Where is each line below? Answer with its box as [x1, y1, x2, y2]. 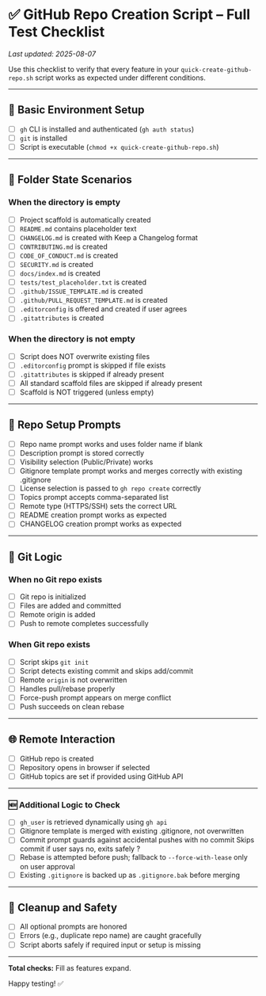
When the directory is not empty [8, 334, 136, 345]
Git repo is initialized [19, 592, 86, 601]
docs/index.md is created [19, 269, 101, 278]
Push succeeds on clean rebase [19, 701, 125, 711]
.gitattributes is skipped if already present [19, 369, 165, 379]
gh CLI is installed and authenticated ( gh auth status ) [19, 124, 195, 134]
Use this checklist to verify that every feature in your [8, 64, 180, 74]
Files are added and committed [19, 601, 121, 611]
